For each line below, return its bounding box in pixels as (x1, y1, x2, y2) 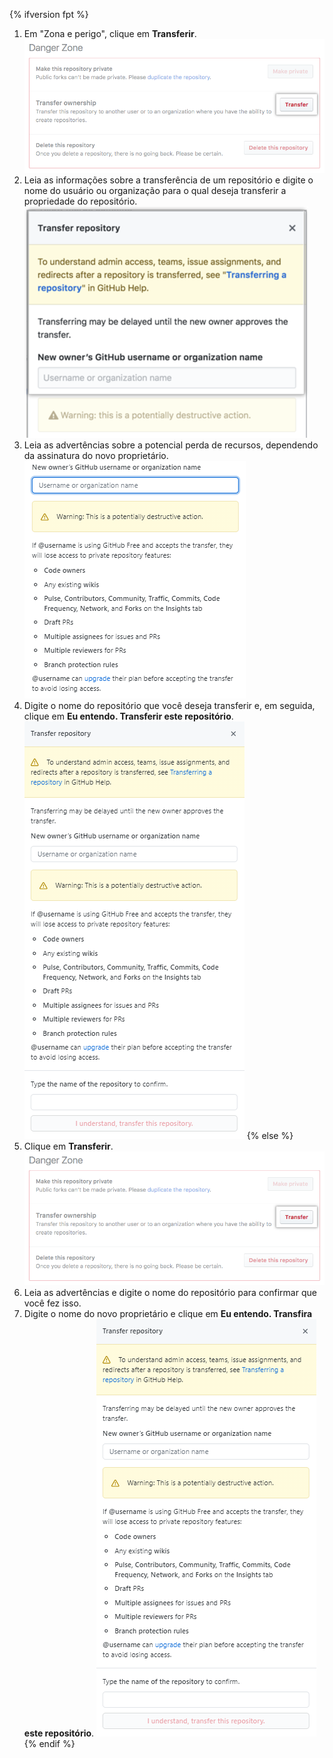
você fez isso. (23, 1297, 82, 1309)
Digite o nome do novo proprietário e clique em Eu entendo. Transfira (23, 1308, 313, 1320)
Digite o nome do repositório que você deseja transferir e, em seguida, (23, 700, 316, 712)
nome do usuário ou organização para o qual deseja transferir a (23, 185, 287, 197)
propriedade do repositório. (23, 195, 138, 208)
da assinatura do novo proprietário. (23, 450, 169, 462)
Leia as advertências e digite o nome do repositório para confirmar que (23, 1287, 317, 1299)
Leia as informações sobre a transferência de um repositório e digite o (23, 174, 314, 186)
